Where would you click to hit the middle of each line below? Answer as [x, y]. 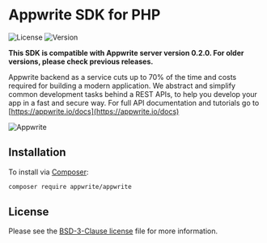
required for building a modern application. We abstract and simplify [122, 86]
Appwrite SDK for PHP [85, 15]
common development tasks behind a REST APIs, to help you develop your [133, 94]
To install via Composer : [49, 172]
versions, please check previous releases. [81, 61]
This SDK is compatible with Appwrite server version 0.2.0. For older [126, 52]
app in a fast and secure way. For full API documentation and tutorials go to [134, 103]
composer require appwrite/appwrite [70, 186]
